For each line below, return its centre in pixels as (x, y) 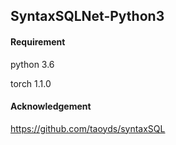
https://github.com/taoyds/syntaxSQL (88, 128)
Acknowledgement (51, 106)
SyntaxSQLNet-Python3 (87, 16)
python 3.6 (32, 64)
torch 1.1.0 (31, 83)
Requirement (38, 41)
